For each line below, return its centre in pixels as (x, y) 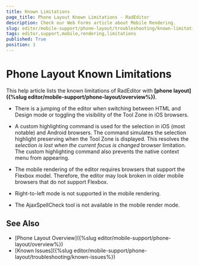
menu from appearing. (42, 157)
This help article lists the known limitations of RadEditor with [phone (89, 90)
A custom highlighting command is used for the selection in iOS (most (100, 126)
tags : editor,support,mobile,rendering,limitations (71, 34)
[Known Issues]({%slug (44, 251)
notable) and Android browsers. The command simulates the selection (100, 132)
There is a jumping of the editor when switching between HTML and (98, 108)
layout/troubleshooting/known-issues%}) (65, 256)
